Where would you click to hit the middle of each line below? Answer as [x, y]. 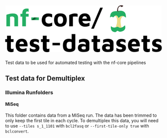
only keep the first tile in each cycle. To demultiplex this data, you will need [82, 120]
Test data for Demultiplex [45, 78]
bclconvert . [17, 131]
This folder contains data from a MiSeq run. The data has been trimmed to [81, 115]
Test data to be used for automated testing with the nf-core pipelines [76, 63]
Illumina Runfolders [29, 92]
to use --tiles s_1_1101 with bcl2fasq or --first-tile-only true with [77, 126]
